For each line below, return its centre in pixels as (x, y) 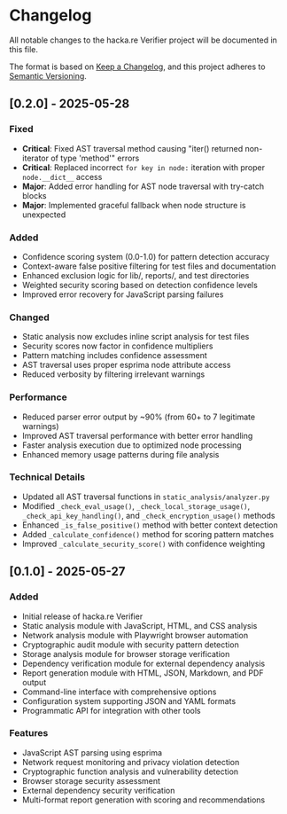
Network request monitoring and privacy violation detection (131, 762)
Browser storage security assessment (91, 780)
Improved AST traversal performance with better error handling (137, 435)
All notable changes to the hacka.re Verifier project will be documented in (143, 40)
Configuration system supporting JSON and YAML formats (129, 701)
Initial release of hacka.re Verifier (82, 616)
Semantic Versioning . (48, 75)
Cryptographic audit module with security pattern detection (130, 645)
